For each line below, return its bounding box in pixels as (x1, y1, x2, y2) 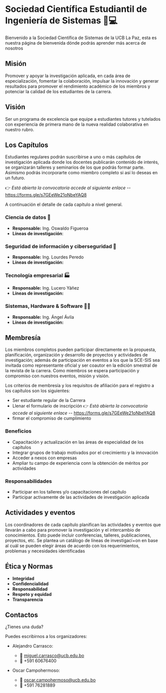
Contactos (5, 610, 38, 619)
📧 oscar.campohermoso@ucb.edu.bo (19, 677, 96, 683)
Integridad (12, 575, 35, 581)
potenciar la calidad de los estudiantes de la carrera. (5, 88, 112, 95)
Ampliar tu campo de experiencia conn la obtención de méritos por (12, 460, 149, 466)
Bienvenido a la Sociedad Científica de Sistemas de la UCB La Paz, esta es (5, 35, 157, 41)
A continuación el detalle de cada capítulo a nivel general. (5, 201, 123, 207)
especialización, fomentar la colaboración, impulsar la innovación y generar (5, 78, 159, 84)
